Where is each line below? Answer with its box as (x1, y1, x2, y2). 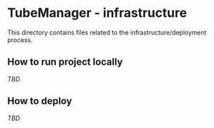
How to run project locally (7, 56, 124, 68)
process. (7, 35, 33, 44)
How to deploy (7, 95, 73, 107)
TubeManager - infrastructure (7, 5, 187, 21)
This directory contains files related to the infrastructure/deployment (7, 28, 207, 37)
